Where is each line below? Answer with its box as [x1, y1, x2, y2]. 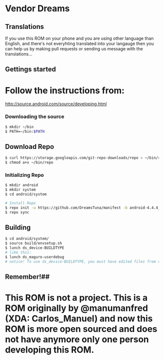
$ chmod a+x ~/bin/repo [5, 160, 54, 165]
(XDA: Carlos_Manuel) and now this [5, 313, 153, 324]
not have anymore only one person [5, 334, 149, 345]
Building [5, 223, 31, 232]
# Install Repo [5, 200, 36, 206]
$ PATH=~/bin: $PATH [5, 129, 45, 134]
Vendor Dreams [5, 3, 70, 14]
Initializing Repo [5, 171, 44, 178]
